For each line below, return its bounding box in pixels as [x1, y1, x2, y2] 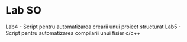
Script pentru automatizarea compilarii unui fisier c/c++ [5, 29, 141, 36]
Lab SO [5, 4, 42, 17]
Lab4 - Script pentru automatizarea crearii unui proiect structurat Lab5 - [5, 23, 182, 30]
